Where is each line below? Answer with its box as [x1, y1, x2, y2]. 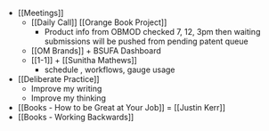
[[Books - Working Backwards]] [17, 111, 134, 122]
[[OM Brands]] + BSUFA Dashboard [30, 45, 162, 56]
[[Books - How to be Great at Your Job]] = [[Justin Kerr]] [17, 102, 225, 112]
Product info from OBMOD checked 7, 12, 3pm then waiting [44, 27, 261, 37]
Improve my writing [30, 84, 102, 94]
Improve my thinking [30, 93, 107, 103]
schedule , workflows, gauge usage [44, 64, 175, 75]
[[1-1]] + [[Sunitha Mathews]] [30, 55, 138, 65]
